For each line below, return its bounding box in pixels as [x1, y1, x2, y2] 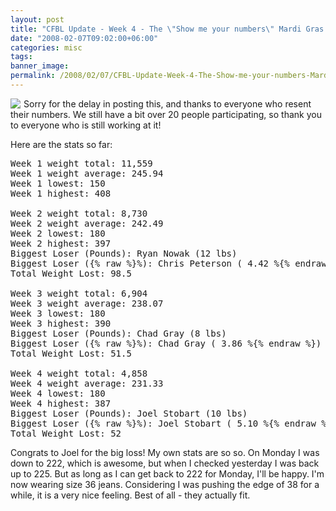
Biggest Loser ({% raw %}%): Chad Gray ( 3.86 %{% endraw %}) [10, 337, 322, 349]
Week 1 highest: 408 [10, 187, 112, 199]
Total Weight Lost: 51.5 [10, 347, 132, 359]
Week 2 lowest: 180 [10, 227, 106, 239]
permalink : [10, 71, 56, 81]
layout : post [10, 14, 65, 25]
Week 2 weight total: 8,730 [10, 207, 148, 219]
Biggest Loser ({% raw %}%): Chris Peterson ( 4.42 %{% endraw [10, 257, 327, 269]
